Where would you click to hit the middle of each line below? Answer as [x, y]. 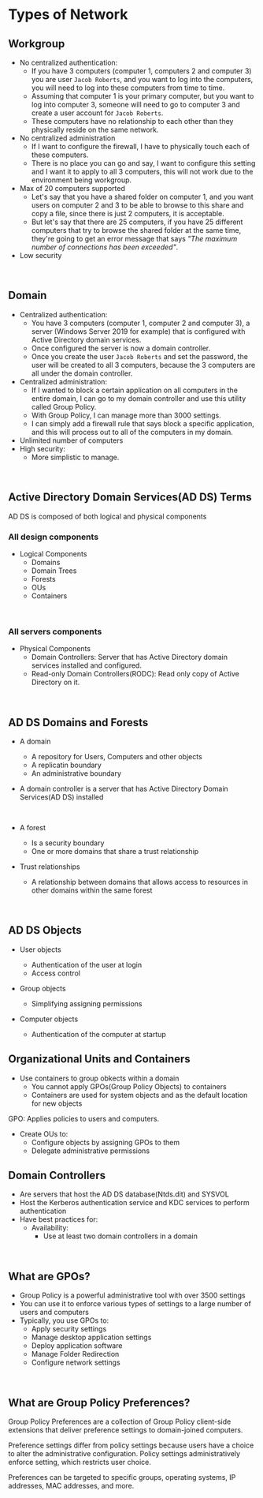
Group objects [43, 988]
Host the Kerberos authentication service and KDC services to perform [134, 1203]
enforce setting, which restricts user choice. [80, 1462]
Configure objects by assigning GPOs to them [106, 1142]
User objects [40, 949]
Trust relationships [50, 867]
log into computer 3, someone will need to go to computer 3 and [135, 105]
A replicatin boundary [67, 765]
